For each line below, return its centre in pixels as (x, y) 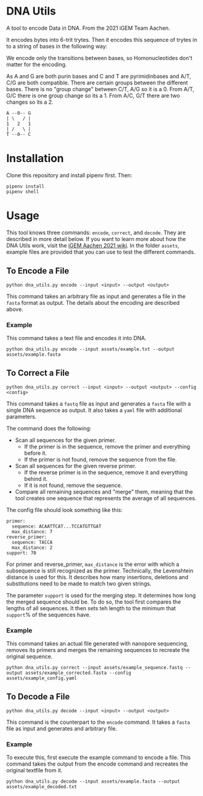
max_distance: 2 (32, 548)
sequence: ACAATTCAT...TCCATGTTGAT (57, 526)
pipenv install (25, 186)
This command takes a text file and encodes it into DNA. (76, 338)
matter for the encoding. (37, 64)
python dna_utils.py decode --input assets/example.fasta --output (93, 781)
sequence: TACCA (32, 542)
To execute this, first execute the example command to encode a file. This (98, 758)
